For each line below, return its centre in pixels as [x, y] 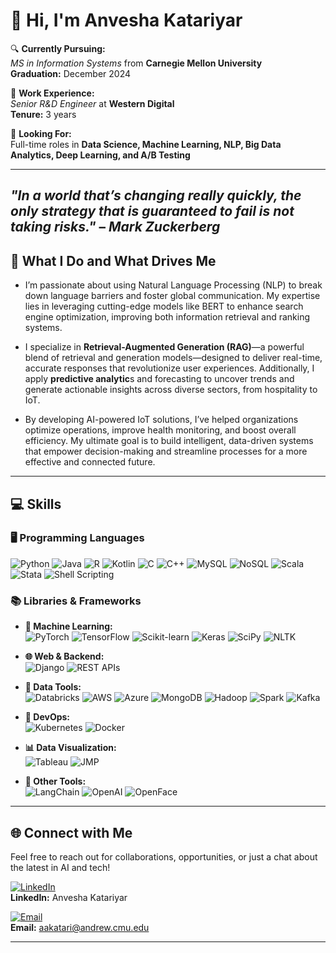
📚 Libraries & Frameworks [76, 601]
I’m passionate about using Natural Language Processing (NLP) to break [173, 285]
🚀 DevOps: [47, 717]
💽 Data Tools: [53, 687]
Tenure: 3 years [43, 114]
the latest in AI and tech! [60, 867]
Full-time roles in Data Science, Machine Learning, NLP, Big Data [146, 144]
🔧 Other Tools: [55, 781]
